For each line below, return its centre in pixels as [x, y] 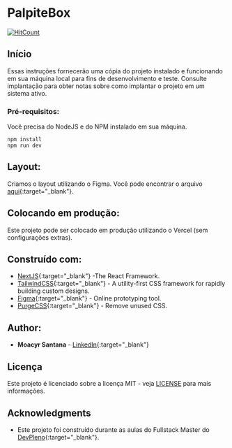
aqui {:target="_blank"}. [40, 191]
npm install [24, 140]
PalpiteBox [39, 13]
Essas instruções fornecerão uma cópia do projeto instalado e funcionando [115, 71]
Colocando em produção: [63, 214]
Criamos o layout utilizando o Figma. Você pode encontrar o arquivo [105, 184]
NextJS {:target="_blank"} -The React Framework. [88, 276]
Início [20, 54]
